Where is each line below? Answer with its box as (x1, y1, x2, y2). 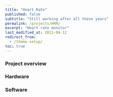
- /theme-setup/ (9, 39, 43, 44)
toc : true (5, 44, 26, 49)
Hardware (5, 73, 29, 80)
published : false (5, 12, 41, 17)
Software (5, 87, 28, 94)
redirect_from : (5, 35, 36, 40)
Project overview (5, 60, 47, 67)
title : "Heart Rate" (5, 7, 48, 12)
